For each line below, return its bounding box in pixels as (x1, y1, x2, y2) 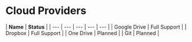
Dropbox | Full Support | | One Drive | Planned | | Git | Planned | (5, 29, 160, 36)
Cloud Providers (5, 4, 87, 17)
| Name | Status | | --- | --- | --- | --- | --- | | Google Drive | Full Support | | (5, 23, 187, 30)
